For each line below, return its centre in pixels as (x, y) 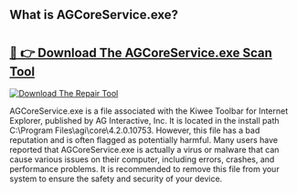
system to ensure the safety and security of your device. (116, 178)
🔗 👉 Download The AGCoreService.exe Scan (141, 52)
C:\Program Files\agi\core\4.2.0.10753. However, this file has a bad (135, 130)
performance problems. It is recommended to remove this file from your (145, 169)
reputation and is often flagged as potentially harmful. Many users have (144, 140)
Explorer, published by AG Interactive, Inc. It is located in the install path (145, 121)
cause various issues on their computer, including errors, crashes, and (142, 159)
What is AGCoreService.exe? (94, 15)
